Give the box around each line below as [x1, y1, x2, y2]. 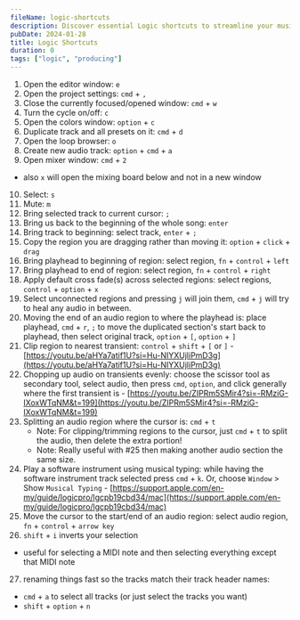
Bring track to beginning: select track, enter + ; [22, 227, 198, 237]
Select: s [22, 189, 56, 200]
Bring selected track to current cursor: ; [22, 208, 170, 218]
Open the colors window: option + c [22, 117, 155, 127]
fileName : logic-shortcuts [10, 12, 110, 22]
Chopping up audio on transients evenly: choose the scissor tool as [22, 369, 271, 379]
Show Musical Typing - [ [22, 483, 114, 493]
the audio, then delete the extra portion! [36, 436, 182, 445]
